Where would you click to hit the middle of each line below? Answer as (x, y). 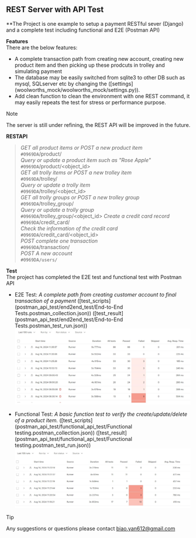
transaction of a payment (45, 301)
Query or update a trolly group (57, 209)
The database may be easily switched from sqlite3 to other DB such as (100, 77)
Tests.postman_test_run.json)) (51, 325)
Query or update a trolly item (55, 185)
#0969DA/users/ (39, 260)
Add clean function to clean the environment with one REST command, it (102, 96)
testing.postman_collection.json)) (55, 433)
